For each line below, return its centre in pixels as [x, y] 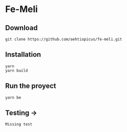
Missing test [19, 124]
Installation [23, 54]
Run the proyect [31, 86]
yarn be [13, 97]
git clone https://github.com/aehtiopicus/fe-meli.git [64, 39]
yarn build [17, 71]
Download [21, 28]
